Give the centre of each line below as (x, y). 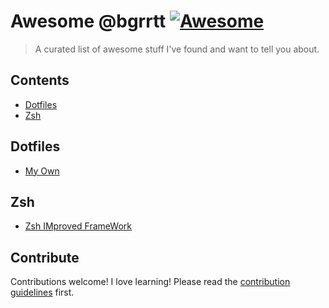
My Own (42, 171)
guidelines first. (42, 292)
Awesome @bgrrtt (88, 21)
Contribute (45, 257)
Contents (40, 80)
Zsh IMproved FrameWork (78, 226)
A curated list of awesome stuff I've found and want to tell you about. (177, 49)
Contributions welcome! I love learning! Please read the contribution (150, 282)
